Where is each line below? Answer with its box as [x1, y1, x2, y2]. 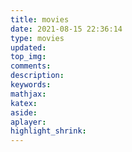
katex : [10, 98, 38, 108]
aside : [10, 107, 38, 118]
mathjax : [10, 89, 47, 99]
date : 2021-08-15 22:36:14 [10, 24, 123, 34]
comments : [10, 61, 52, 71]
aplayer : [10, 117, 47, 127]
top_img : [10, 52, 47, 62]
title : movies [10, 14, 70, 25]
